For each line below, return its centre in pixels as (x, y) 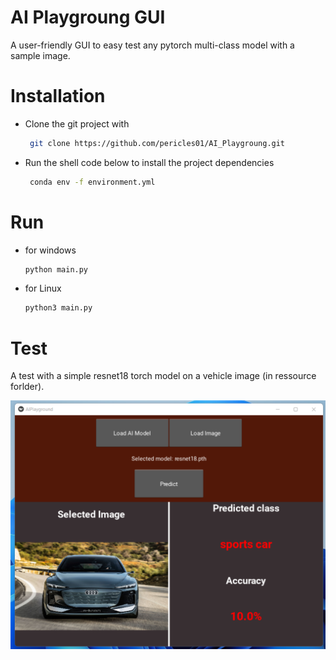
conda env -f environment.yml (92, 182)
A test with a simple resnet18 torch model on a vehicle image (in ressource (163, 376)
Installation (58, 96)
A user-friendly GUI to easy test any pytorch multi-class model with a (152, 45)
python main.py (56, 269)
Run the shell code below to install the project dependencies (149, 162)
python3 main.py (58, 308)
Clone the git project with (77, 123)
